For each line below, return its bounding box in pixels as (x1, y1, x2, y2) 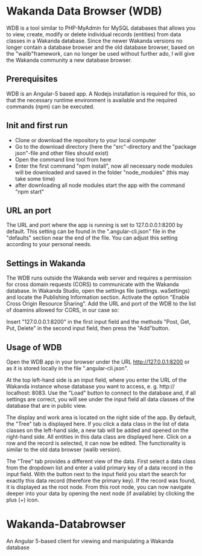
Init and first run (6, 120, 68, 131)
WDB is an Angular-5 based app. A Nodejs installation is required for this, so (6, 90, 196, 97)
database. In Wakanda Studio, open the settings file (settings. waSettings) (6, 287, 190, 295)
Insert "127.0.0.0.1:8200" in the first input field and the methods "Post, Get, (6, 318, 191, 325)
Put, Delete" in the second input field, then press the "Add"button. (6, 325, 170, 332)
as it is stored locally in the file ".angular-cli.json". (6, 365, 128, 371)
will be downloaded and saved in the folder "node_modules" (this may (14, 168, 189, 176)
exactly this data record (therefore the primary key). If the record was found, (6, 477, 196, 484)
